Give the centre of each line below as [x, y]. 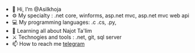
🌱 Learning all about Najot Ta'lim [52, 31]
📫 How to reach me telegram [48, 44]
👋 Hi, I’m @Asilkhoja [36, 9]
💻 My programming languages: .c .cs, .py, [64, 22]
